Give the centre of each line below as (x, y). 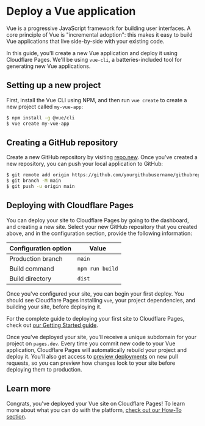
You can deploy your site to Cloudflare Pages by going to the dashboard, (98, 220)
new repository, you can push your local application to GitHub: (85, 164)
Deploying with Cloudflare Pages (70, 205)
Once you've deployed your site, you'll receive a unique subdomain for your (102, 337)
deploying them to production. (44, 369)
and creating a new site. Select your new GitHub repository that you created (102, 226)
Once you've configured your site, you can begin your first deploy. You (95, 293)
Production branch (36, 258)
